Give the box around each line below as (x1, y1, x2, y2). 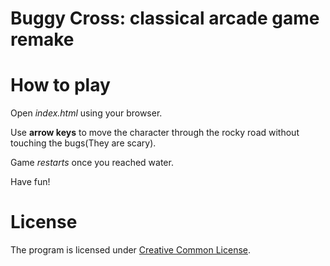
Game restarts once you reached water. (10, 157, 174, 169)
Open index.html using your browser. (10, 107, 163, 119)
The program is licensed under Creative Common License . (10, 244, 252, 256)
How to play (10, 74, 111, 97)
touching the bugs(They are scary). (10, 137, 157, 149)
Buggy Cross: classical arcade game (10, 7, 320, 30)
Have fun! (10, 176, 51, 188)
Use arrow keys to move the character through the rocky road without (10, 127, 300, 139)
